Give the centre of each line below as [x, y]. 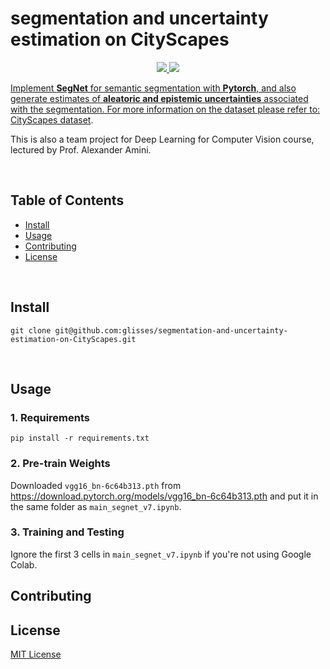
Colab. [24, 564]
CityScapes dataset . [52, 119]
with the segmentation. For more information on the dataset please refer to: [165, 109]
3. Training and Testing [67, 532]
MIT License [36, 654]
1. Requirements [50, 417]
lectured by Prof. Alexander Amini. [81, 149]
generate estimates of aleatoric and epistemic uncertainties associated [159, 98]
